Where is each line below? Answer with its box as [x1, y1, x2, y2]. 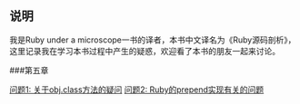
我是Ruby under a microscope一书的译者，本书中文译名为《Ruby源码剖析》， [9, 34, 296, 45]
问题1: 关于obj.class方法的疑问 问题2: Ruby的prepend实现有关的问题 [9, 84, 265, 95]
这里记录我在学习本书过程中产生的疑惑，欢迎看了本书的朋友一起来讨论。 [9, 45, 280, 56]
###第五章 [9, 64, 49, 75]
